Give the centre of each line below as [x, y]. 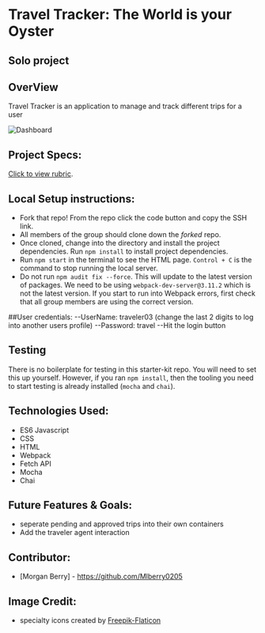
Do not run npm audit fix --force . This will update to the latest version [136, 277]
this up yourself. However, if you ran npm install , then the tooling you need [131, 378]
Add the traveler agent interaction [74, 533]
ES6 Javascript [44, 430]
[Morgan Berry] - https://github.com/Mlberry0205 [101, 576]
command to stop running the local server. [89, 268]
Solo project [39, 60]
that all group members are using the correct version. [106, 302]
